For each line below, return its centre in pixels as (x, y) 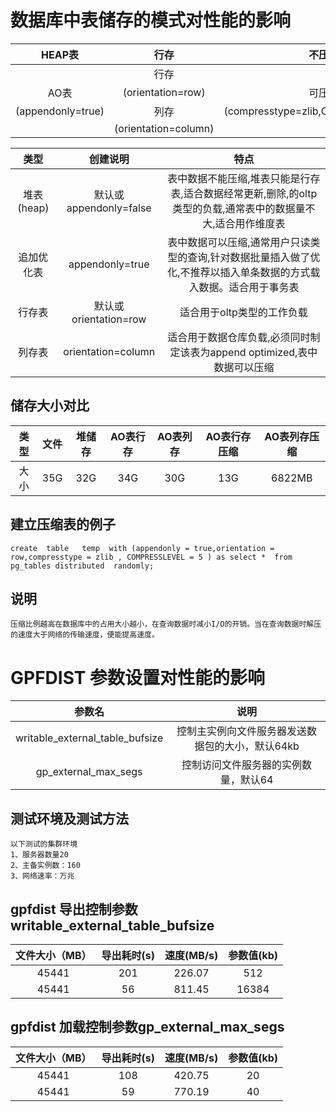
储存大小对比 (50, 406)
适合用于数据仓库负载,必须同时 (239, 337)
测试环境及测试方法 (69, 818)
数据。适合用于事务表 (249, 287)
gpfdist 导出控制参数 (74, 909)
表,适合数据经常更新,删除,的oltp (244, 193)
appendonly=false (109, 208)
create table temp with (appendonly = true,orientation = (142, 548)
